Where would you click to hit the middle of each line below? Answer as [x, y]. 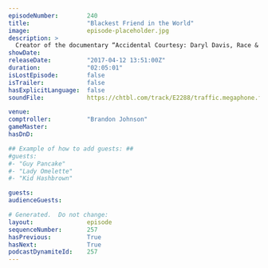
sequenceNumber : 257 [53, 230]
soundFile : [26, 98]
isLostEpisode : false [57, 75]
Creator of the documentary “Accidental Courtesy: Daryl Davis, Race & [137, 46]
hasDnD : [21, 134]
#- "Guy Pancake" [37, 164]
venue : [19, 112]
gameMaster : [28, 127]
